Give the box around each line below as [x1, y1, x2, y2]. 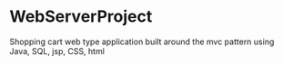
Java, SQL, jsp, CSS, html [9, 45, 105, 56]
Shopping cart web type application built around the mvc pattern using [9, 36, 275, 47]
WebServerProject [9, 6, 153, 27]
